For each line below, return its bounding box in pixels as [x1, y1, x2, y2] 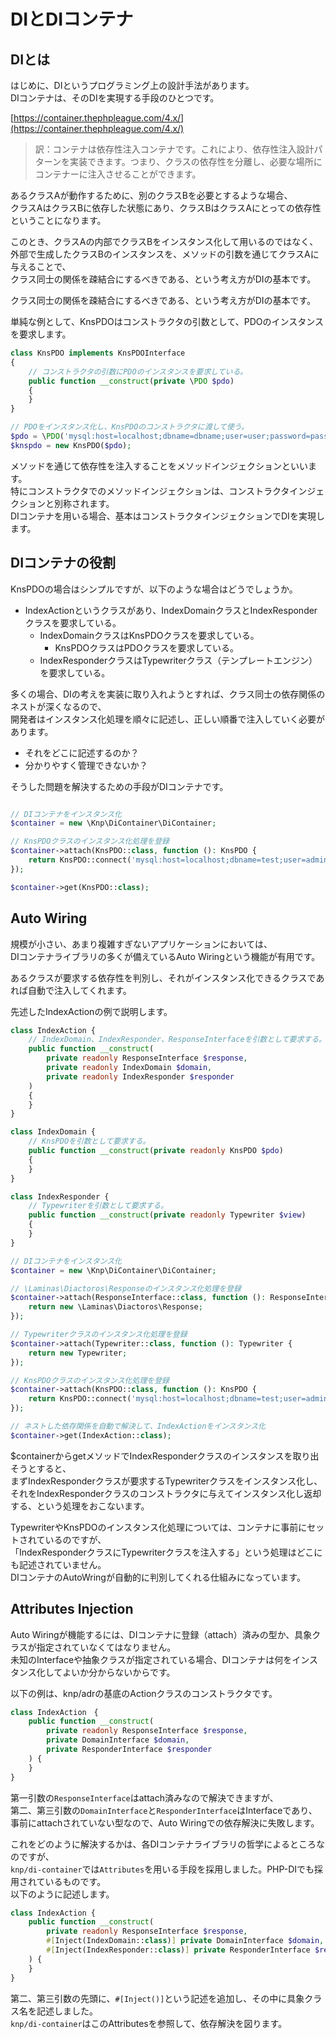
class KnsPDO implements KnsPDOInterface [10, 348, 186, 358]
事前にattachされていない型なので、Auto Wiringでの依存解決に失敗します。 [10, 1816, 320, 1829]
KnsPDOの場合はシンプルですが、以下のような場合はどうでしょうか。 [10, 583, 298, 595]
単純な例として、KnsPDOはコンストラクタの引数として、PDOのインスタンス [10, 316, 324, 327]
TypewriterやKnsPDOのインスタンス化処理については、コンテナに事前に [10, 1521, 308, 1533]
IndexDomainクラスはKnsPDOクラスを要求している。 [39, 629, 260, 641]
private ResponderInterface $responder [46, 1745, 213, 1755]
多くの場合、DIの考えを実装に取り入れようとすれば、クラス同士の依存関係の [10, 688, 326, 700]
